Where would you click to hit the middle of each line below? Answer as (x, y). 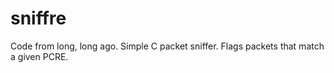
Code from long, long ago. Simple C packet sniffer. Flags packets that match (167, 46)
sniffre (38, 18)
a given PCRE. (39, 56)
